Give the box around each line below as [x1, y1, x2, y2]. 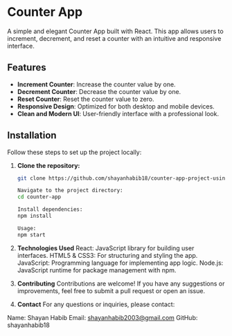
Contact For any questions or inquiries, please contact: [17, 300, 175, 308]
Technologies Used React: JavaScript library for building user [17, 243, 195, 252]
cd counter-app [17, 194, 62, 200]
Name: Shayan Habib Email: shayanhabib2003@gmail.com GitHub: [7, 313, 198, 321]
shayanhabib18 [7, 321, 50, 329]
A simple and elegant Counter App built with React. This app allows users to [7, 27, 224, 35]
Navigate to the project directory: [17, 187, 123, 194]
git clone [17, 174, 46, 182]
